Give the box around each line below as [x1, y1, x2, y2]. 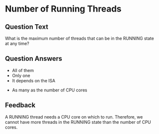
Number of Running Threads [5, 3, 122, 15]
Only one [12, 73, 30, 78]
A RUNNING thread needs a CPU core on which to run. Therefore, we [5, 114, 143, 119]
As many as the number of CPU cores [12, 87, 87, 93]
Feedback [5, 101, 36, 109]
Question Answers [5, 55, 62, 63]
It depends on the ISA [12, 77, 56, 83]
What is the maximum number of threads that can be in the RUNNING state [5, 35, 154, 41]
